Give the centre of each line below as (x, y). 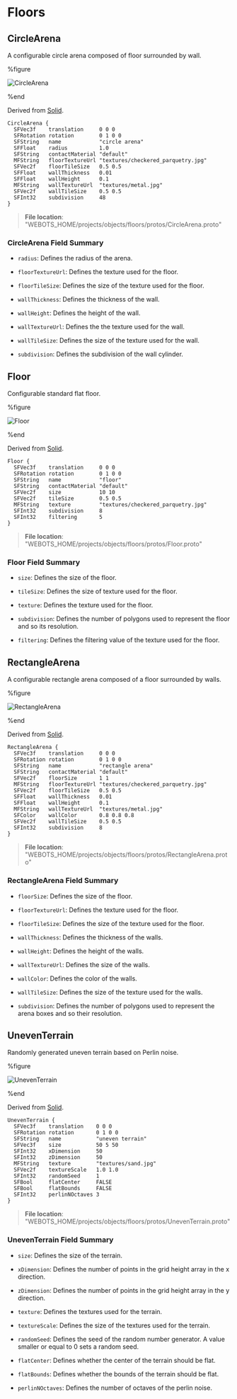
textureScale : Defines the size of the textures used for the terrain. (114, 1325)
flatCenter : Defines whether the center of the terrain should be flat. (116, 1360)
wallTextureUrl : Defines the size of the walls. (83, 964)
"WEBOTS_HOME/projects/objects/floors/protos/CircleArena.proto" (123, 224)
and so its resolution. (48, 627)
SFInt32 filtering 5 (58, 518)
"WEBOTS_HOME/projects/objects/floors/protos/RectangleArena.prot (126, 855)
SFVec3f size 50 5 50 (66, 1145)
